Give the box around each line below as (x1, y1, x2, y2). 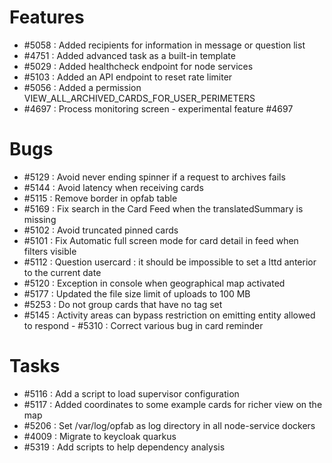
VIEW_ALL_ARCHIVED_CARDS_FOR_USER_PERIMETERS (23, 92, 256, 104)
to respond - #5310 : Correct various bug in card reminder (23, 319, 264, 331)
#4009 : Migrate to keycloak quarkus (23, 430, 177, 442)
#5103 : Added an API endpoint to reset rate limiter (23, 71, 233, 83)
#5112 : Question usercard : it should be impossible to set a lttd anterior (23, 256, 317, 268)
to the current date (23, 266, 102, 278)
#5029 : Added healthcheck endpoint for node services (23, 60, 254, 72)
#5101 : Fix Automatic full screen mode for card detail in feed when (23, 234, 299, 246)
